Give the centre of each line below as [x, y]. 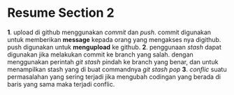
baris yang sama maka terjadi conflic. [61, 84]
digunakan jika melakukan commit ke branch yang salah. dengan [100, 54]
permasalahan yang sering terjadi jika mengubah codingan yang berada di [114, 76]
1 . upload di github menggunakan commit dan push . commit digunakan [109, 32]
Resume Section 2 [61, 13]
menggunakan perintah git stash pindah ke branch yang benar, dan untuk [113, 61]
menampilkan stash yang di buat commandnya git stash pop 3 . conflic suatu [117, 69]
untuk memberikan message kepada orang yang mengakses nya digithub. [114, 39]
